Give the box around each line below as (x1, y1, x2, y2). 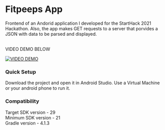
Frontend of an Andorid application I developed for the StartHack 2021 (5, 20, 151, 26)
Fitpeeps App (5, 4, 63, 15)
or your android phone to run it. (5, 85, 71, 91)
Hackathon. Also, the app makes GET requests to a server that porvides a (5, 25, 158, 31)
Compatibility (5, 98, 39, 105)
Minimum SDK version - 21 (5, 114, 61, 120)
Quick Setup (5, 68, 36, 75)
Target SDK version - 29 (5, 109, 56, 115)
